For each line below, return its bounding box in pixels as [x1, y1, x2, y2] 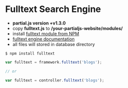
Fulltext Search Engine [5, 3, 101, 15]
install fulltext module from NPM [12, 30, 79, 36]
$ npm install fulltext [5, 51, 55, 56]
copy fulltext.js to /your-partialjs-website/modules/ [12, 25, 123, 31]
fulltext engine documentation [12, 36, 75, 42]
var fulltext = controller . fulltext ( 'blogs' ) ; [5, 77, 104, 83]
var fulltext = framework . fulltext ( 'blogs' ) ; [5, 59, 102, 64]
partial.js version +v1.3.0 [12, 20, 66, 26]
